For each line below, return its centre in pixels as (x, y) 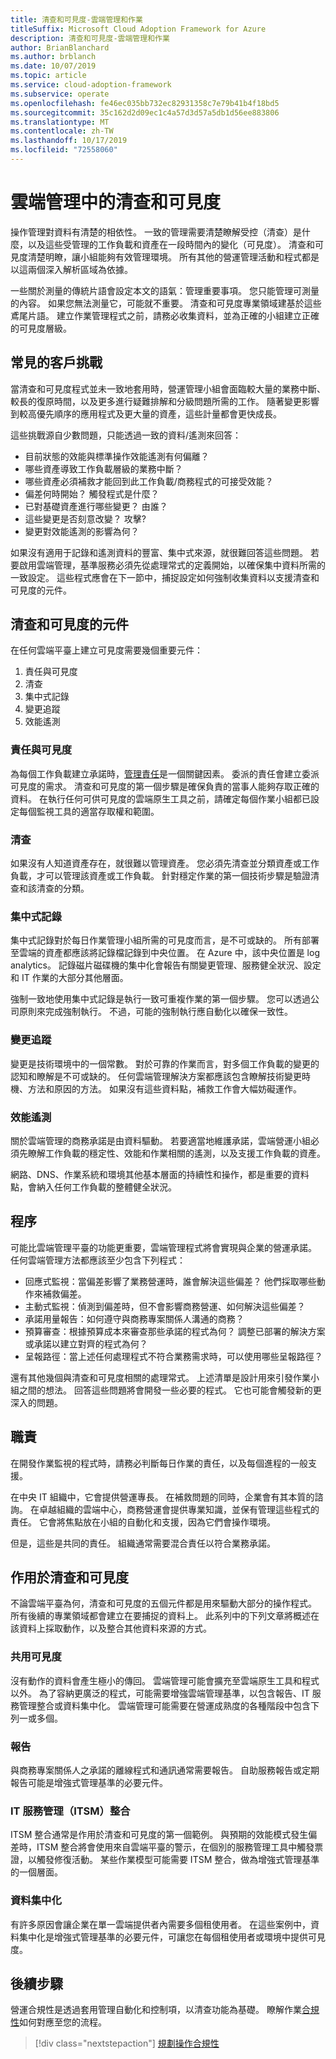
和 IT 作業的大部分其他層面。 (69, 978)
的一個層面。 (36, 1872)
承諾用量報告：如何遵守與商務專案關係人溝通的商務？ (134, 1318)
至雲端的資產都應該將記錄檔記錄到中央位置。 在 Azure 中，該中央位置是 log (165, 953)
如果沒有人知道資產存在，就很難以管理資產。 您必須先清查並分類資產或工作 (165, 863)
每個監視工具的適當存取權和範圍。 (89, 811)
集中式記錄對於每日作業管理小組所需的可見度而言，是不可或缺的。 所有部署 (165, 940)
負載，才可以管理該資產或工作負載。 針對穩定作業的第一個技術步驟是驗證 (160, 876)
